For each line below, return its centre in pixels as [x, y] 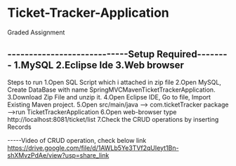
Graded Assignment [36, 32]
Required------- [192, 54]
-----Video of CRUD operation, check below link [77, 140]
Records [19, 127]
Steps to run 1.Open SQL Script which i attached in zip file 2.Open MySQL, [114, 82]
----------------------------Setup [81, 54]
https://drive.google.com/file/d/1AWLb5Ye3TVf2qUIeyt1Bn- [93, 148]
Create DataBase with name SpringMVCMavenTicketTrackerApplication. [111, 90]
